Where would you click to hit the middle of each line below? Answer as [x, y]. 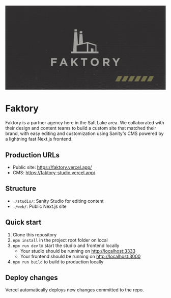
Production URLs [33, 155]
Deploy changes [32, 278]
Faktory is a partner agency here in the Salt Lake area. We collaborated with [85, 123]
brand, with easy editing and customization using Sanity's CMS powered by [84, 133]
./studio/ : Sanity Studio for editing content [58, 201]
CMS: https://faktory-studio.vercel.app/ [54, 173]
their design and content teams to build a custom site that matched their [81, 128]
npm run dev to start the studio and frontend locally [66, 246]
